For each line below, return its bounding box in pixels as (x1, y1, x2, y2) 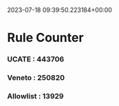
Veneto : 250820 (7, 73, 65, 83)
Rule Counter (7, 30, 84, 45)
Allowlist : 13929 (7, 91, 64, 100)
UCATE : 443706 (7, 54, 65, 64)
